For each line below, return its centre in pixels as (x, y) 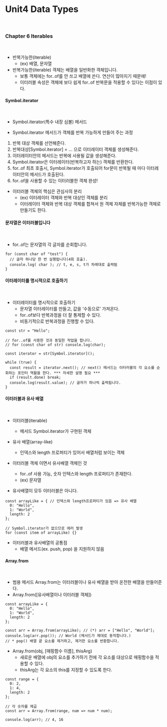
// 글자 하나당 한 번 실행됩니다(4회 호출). (49, 259)
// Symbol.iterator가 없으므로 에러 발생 (44, 529)
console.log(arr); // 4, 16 (34, 720)
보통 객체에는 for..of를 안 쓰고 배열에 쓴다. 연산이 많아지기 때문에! (83, 76)
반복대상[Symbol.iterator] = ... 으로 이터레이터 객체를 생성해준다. (76, 149)
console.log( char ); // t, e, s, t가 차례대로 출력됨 (64, 265)
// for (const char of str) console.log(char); (56, 345)
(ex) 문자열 (30, 480)
